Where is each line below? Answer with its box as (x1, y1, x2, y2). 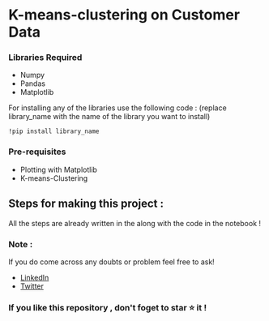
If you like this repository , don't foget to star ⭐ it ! (8, 302, 207, 313)
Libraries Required (8, 52, 83, 63)
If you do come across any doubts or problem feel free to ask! (8, 257, 215, 267)
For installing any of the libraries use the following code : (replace (8, 103, 227, 113)
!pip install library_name (8, 127, 100, 135)
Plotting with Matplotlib (19, 165, 97, 174)
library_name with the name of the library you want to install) (8, 112, 211, 122)
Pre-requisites (8, 146, 66, 157)
